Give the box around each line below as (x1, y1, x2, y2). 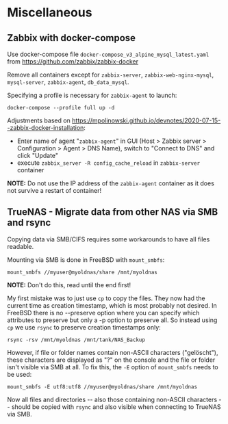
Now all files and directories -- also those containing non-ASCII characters (7, 395, 218, 403)
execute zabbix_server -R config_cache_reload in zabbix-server (16, 159, 201, 167)
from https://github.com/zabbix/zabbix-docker (7, 57, 139, 66)
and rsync (7, 217, 51, 228)
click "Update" (16, 152, 59, 159)
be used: (7, 370, 32, 378)
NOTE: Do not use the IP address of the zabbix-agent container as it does (7, 179, 214, 187)
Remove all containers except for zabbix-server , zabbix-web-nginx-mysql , (7, 70, 214, 79)
